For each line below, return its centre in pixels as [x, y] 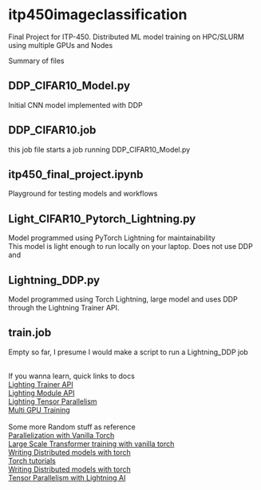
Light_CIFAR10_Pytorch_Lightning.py [102, 218]
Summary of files [36, 61]
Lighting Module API [42, 393]
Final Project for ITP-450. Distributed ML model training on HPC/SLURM [127, 37]
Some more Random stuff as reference [72, 427]
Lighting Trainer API [41, 384]
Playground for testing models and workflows [83, 194]
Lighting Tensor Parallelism [53, 401]
